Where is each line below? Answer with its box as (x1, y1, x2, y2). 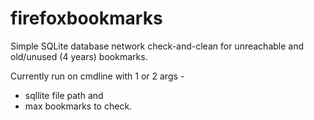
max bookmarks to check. (24, 100, 133, 112)
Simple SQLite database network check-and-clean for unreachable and (10, 40, 305, 52)
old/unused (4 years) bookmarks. (10, 50, 148, 62)
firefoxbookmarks (10, 7, 163, 30)
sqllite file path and (24, 89, 104, 101)
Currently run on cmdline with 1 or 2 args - (10, 70, 185, 82)
